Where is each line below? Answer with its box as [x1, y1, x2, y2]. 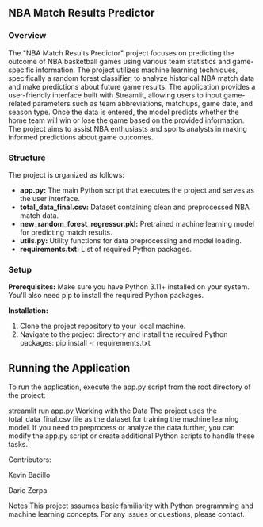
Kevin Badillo [8, 471, 51, 480]
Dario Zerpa [8, 486, 48, 495]
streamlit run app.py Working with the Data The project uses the [8, 406, 218, 415]
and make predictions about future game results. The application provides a [8, 82, 256, 91]
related [8, 98, 32, 108]
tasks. [8, 440, 29, 449]
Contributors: [8, 455, 51, 464]
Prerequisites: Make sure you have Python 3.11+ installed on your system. [8, 282, 250, 292]
